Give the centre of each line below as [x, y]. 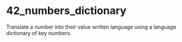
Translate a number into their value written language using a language [91, 27]
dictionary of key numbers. [39, 33]
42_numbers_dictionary [66, 11]
